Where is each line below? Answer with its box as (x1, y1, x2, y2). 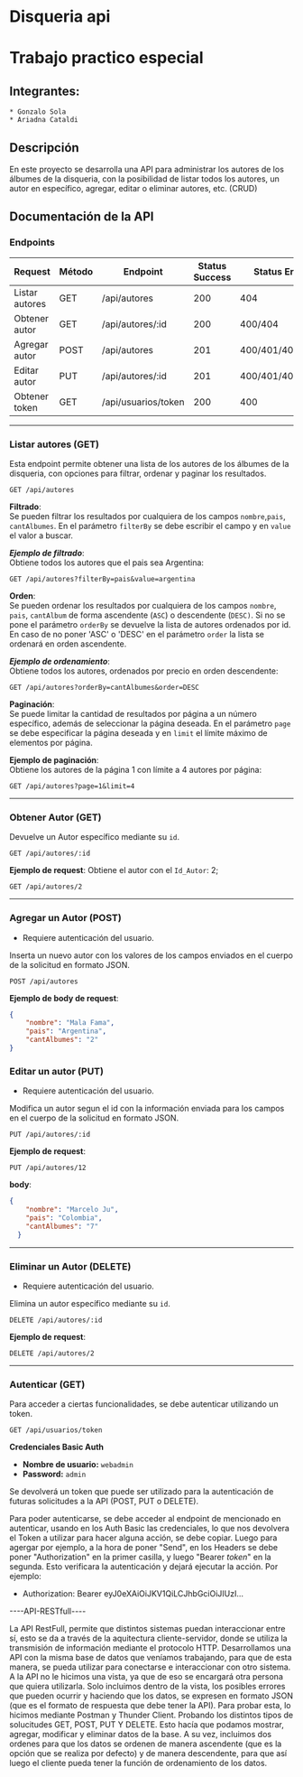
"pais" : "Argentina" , (25, 1027, 106, 1036)
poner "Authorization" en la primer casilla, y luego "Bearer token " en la (9, 1551, 272, 1563)
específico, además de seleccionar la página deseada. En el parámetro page (9, 718, 291, 729)
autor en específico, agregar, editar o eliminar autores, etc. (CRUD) (9, 183, 258, 193)
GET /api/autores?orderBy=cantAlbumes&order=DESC (9, 683, 200, 692)
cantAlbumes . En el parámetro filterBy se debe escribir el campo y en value (9, 520, 291, 531)
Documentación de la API (9, 209, 154, 225)
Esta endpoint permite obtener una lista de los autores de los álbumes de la (9, 458, 289, 469)
